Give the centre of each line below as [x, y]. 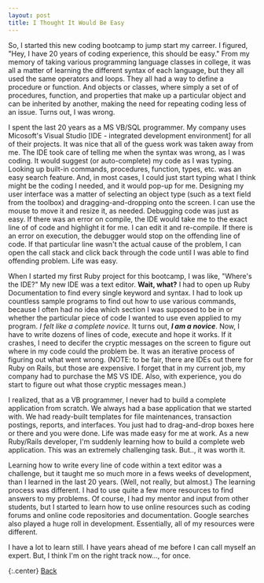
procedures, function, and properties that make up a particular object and [127, 95]
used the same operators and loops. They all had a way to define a [116, 79]
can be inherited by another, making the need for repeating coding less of [128, 104]
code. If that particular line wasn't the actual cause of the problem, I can [125, 244]
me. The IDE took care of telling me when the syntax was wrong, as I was [127, 152]
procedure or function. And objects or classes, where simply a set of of [123, 86]
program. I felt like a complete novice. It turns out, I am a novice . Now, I [124, 326]
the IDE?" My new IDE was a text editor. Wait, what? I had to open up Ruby [129, 284]
